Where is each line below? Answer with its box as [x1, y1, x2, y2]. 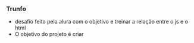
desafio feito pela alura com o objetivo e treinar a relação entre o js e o [14, 18, 189, 25]
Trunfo [6, 5, 27, 13]
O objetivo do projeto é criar [14, 31, 85, 38]
